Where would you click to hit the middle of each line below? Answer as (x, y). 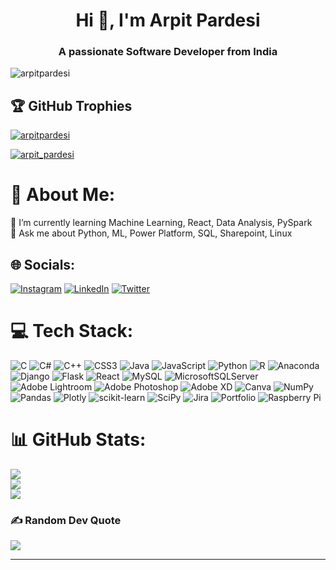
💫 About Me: (63, 195)
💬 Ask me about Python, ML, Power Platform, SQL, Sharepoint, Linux (151, 233)
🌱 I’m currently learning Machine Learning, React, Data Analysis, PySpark (161, 223)
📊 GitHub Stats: (78, 440)
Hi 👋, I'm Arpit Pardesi (168, 20)
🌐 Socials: (43, 264)
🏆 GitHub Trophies (71, 105)
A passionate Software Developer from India (168, 52)
